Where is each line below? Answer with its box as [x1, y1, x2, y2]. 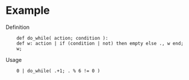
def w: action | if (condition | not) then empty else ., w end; [16, 40, 184, 46]
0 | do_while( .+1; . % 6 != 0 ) [16, 67, 101, 74]
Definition [5, 23, 30, 31]
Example [5, 4, 50, 17]
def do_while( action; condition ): [16, 35, 109, 41]
